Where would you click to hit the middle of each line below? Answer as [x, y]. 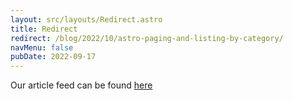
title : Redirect [44, 29]
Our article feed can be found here [81, 85]
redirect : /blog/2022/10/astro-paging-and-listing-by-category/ [147, 38]
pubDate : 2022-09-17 [53, 57]
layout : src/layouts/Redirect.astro [86, 19]
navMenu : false [42, 47]
